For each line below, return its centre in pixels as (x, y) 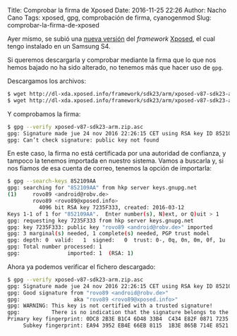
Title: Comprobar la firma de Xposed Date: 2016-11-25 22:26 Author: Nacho (117, 10)
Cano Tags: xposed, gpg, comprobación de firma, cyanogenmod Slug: (109, 18)
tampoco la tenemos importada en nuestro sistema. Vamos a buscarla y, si (116, 161)
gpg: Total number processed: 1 (55, 247)
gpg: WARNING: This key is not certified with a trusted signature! (110, 306)
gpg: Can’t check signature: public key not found (83, 140)
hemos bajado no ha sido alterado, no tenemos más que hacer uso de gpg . (115, 67)
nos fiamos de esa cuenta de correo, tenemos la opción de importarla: (109, 168)
